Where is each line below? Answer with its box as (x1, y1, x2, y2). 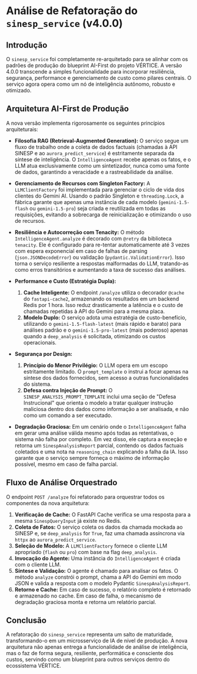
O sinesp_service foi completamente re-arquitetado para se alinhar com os (6, 56, 188, 62)
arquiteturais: (6, 125, 38, 133)
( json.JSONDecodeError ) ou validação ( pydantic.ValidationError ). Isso (14, 253, 185, 261)
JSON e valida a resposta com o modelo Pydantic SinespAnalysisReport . (14, 579, 191, 586)
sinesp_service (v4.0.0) (6, 16, 123, 30)
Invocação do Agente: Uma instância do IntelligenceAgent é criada (14, 555, 181, 562)
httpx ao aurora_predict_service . (14, 536, 97, 543)
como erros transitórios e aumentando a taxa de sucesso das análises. (14, 266, 186, 273)
